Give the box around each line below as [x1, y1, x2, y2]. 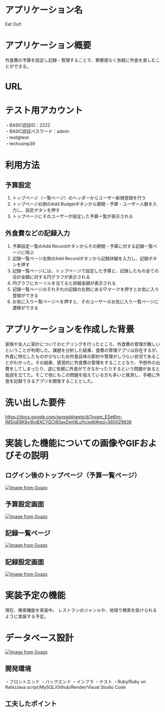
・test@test [5, 135, 29, 140]
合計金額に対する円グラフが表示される [12, 274, 90, 280]
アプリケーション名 [5, 4, 83, 16]
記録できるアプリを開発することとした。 [13, 378, 96, 384]
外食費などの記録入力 [5, 229, 70, 237]
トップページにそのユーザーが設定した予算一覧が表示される [12, 213, 133, 219]
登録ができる [12, 292, 38, 298]
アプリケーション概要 [5, 40, 92, 51]
